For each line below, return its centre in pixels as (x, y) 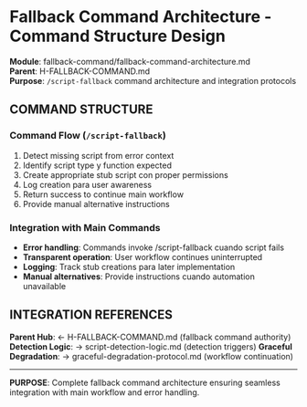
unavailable (44, 286)
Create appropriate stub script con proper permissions (125, 174)
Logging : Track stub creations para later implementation (129, 266)
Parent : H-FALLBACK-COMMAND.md (80, 71)
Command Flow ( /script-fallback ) (88, 136)
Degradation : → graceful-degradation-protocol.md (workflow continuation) (152, 356)
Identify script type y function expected (97, 165)
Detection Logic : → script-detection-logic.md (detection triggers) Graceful (151, 346)
